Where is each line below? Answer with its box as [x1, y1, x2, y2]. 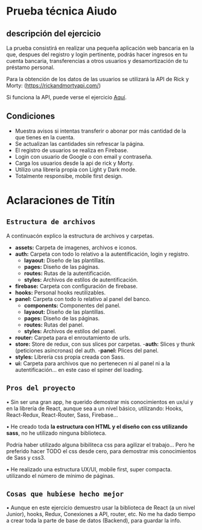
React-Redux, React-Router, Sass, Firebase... [6, 411, 118, 419]
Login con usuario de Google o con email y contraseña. [14, 153, 153, 160]
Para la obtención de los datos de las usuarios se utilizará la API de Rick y [6, 76, 189, 82]
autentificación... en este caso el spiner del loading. [14, 366, 144, 373]
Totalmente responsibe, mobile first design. [14, 172, 123, 179]
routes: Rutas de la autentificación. [24, 270, 112, 277]
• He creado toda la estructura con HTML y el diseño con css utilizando [6, 423, 188, 430]
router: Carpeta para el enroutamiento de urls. [14, 334, 131, 341]
